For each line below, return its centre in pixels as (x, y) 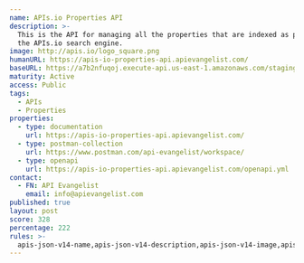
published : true (40, 203)
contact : (26, 177)
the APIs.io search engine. (71, 43)
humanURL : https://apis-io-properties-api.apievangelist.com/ (129, 60)
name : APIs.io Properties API (66, 18)
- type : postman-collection (71, 144)
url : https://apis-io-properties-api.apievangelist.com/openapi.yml (157, 169)
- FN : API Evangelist (58, 186)
